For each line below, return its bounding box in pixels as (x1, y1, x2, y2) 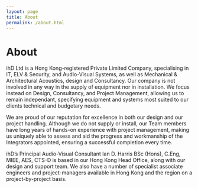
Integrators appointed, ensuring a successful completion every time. (6, 139, 173, 146)
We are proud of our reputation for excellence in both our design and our (6, 114, 183, 121)
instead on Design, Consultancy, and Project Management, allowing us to (6, 90, 184, 97)
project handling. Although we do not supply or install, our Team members (6, 120, 187, 127)
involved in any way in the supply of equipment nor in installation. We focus (6, 83, 190, 90)
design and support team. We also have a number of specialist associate (6, 163, 183, 170)
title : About (6, 14, 38, 20)
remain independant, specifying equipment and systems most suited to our (6, 96, 189, 103)
